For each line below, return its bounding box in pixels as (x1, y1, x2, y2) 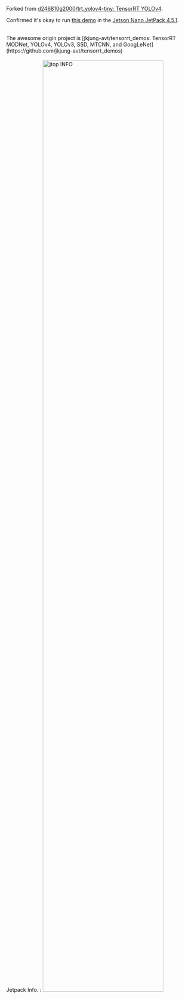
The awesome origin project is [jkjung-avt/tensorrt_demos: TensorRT (6, 35, 176, 41)
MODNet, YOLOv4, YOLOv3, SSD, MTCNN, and (6, 41, 122, 48)
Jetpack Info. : (6, 986, 42, 993)
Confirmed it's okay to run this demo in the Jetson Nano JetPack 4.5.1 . (6, 17, 179, 23)
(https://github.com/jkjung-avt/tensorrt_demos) (6, 47, 123, 54)
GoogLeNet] (123, 41, 154, 48)
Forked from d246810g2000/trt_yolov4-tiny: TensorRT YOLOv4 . (6, 5, 163, 12)
